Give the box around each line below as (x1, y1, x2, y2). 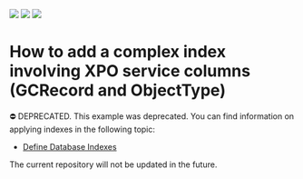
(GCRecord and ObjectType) (9, 80, 227, 101)
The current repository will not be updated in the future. (9, 159, 218, 170)
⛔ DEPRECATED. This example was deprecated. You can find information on (9, 110, 295, 122)
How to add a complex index (9, 42, 227, 63)
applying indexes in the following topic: (9, 124, 156, 134)
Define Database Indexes (22, 141, 117, 152)
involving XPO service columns (9, 61, 251, 82)
